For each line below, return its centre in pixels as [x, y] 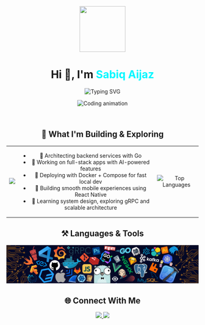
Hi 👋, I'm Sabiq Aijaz [103, 75]
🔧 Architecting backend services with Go [91, 155]
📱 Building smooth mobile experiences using [91, 188]
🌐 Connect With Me [103, 300]
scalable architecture [91, 207]
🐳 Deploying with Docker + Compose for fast [91, 175]
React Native [91, 194]
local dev [91, 181]
